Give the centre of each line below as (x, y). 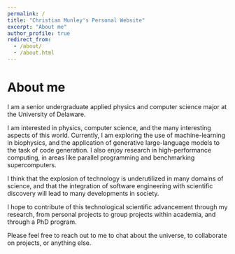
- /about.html (34, 53)
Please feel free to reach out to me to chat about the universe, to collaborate (117, 235)
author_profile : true (39, 33)
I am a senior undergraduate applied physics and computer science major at (117, 106)
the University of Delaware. (47, 114)
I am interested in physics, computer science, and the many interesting (109, 127)
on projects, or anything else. (49, 243)
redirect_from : (29, 40)
